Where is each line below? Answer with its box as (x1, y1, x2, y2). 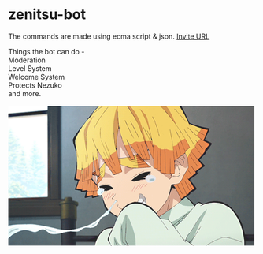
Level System (8, 63, 52, 73)
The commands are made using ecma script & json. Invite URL (8, 32, 210, 41)
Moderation (8, 55, 46, 65)
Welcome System (8, 72, 65, 81)
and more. (8, 88, 42, 98)
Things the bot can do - (8, 47, 85, 56)
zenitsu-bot (8, 6, 87, 24)
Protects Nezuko (8, 80, 63, 90)
